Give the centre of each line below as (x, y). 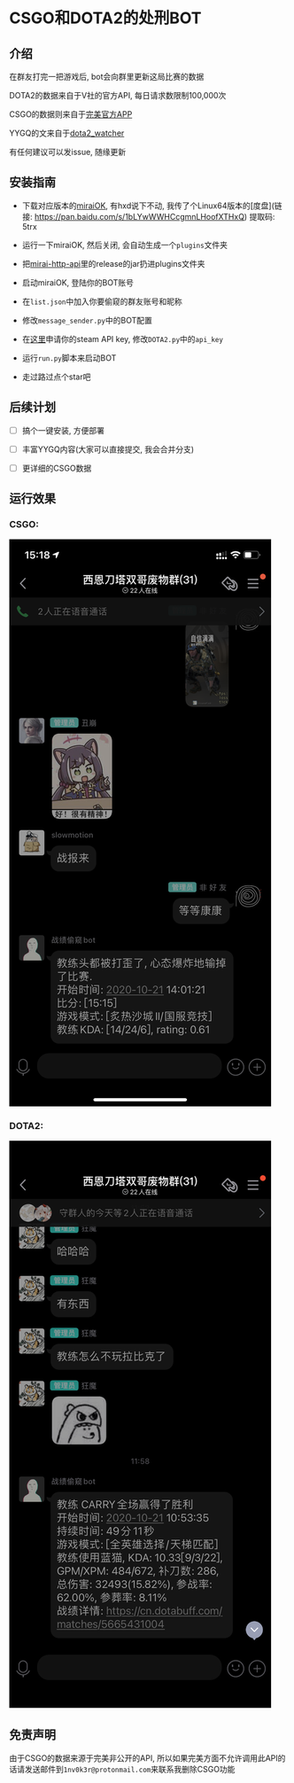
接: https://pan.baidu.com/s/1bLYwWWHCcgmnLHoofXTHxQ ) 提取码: (148, 216)
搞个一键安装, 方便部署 (63, 430)
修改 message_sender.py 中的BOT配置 (87, 320)
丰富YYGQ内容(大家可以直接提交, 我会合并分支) (108, 449)
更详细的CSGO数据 (57, 468)
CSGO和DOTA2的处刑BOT (105, 18)
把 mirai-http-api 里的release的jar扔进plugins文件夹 (113, 263)
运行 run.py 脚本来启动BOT (69, 358)
